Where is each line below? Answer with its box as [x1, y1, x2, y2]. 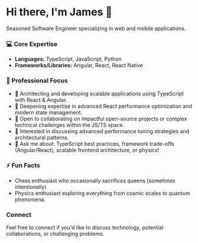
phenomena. [14, 196, 46, 203]
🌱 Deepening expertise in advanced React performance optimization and [14, 103, 192, 110]
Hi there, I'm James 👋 [6, 5, 113, 19]
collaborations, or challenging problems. [6, 230, 105, 238]
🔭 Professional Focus [6, 77, 68, 85]
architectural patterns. [14, 134, 69, 141]
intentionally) [14, 183, 47, 191]
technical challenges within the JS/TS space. [14, 121, 125, 129]
